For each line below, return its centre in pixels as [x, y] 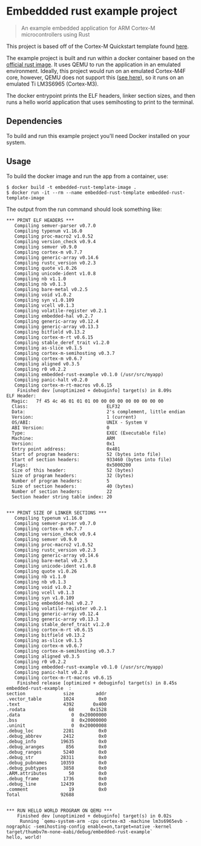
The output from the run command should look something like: [84, 209]
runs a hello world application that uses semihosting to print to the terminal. [100, 102]
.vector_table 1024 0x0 [57, 699]
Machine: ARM [63, 438]
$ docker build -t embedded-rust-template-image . [71, 187]
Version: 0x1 [63, 444]
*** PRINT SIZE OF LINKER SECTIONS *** [57, 513]
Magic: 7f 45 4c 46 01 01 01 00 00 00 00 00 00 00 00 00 [88, 401]
